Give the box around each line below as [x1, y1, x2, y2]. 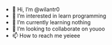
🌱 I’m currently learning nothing [12, 19, 91, 26]
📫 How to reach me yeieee [12, 32, 81, 39]
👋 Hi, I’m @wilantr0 [12, 6, 60, 13]
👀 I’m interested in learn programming [12, 12, 107, 19]
